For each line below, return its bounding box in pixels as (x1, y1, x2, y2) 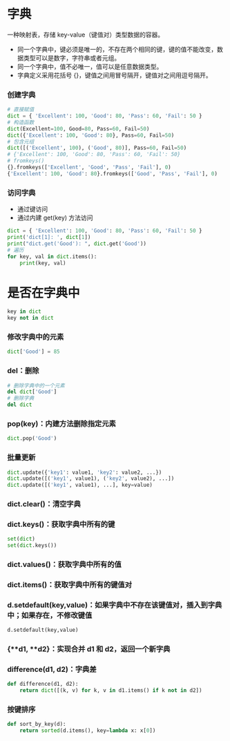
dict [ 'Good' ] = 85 (7, 348, 60, 356)
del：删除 (7, 366, 39, 376)
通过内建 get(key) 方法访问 (17, 213, 93, 222)
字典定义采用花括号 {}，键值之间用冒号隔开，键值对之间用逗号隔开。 (17, 70, 212, 79)
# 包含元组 (7, 138, 35, 145)
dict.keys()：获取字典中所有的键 (7, 519, 115, 529)
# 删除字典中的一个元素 (7, 382, 66, 389)
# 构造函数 (7, 119, 35, 126)
